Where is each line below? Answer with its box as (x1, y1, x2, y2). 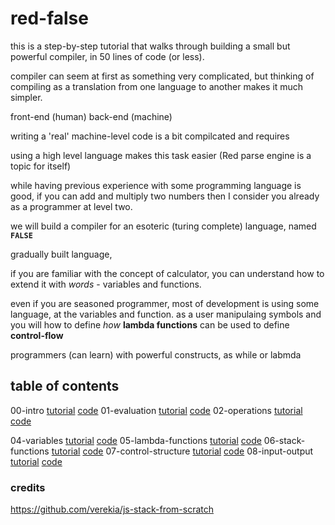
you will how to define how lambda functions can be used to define (10, 318, 290, 331)
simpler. (10, 91, 43, 103)
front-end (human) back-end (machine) (10, 110, 173, 122)
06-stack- (263, 434, 306, 446)
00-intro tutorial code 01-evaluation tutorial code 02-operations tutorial (10, 404, 303, 416)
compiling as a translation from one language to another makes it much (10, 80, 304, 92)
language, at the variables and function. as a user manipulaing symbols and (10, 308, 322, 320)
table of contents (10, 378, 120, 395)
